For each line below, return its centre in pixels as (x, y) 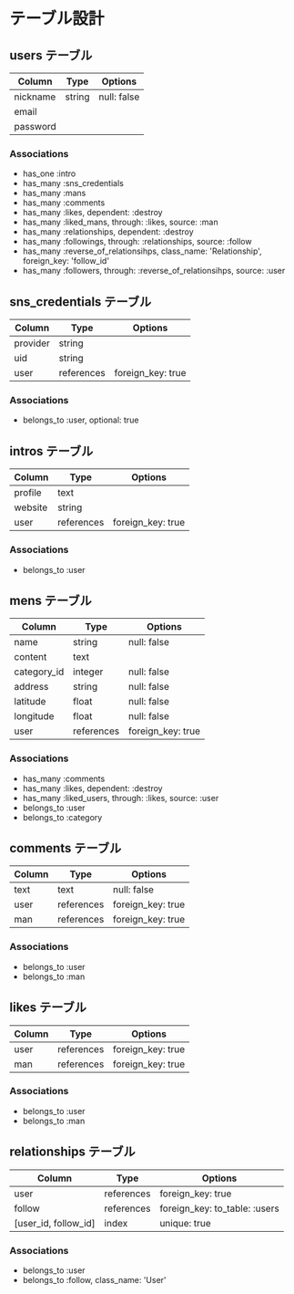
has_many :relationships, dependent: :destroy (108, 232)
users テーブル (51, 55)
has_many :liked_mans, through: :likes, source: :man (120, 222)
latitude (30, 702)
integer (88, 672)
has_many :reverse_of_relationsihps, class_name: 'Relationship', (142, 251)
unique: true (185, 1223)
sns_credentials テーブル (81, 302)
